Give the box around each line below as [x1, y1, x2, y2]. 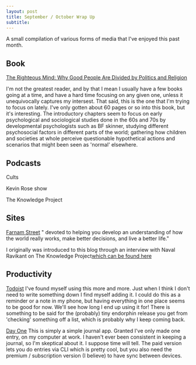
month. [6, 41, 23, 48]
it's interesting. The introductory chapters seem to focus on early [6, 110, 163, 117]
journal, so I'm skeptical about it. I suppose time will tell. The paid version [6, 339, 182, 346]
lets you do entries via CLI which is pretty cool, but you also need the [6, 346, 172, 353]
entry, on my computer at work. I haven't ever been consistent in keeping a [6, 333, 187, 340]
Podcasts [6, 158, 41, 168]
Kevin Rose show [6, 185, 48, 192]
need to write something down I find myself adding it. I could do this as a [6, 291, 181, 298]
